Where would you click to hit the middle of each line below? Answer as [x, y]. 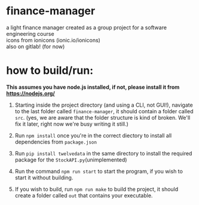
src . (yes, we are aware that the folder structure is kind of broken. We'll [102, 117]
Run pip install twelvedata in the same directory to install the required [103, 153]
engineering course [30, 33]
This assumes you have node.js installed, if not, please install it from [93, 87]
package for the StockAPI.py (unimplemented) [71, 160]
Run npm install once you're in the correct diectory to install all [93, 135]
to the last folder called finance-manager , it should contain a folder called [104, 111]
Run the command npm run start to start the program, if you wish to [99, 171]
